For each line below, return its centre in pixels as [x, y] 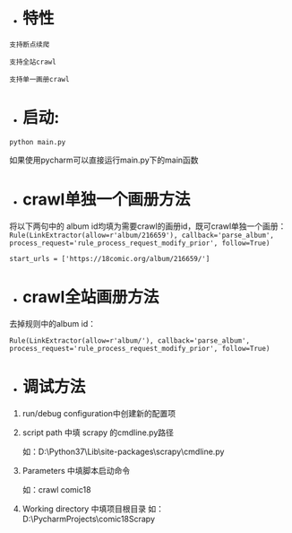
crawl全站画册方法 [90, 297]
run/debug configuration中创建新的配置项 [99, 413]
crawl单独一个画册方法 [106, 200]
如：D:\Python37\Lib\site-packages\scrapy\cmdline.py [123, 451]
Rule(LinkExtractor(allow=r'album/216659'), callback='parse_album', [142, 235]
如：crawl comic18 [56, 489]
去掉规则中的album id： [53, 323]
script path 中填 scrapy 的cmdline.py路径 [98, 433]
